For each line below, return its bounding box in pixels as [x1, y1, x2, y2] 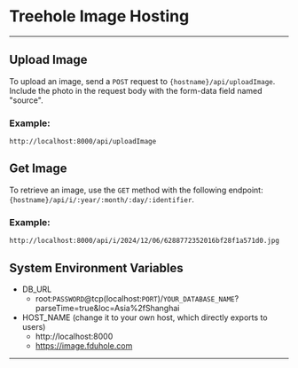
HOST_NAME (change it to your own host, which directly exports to [21, 312, 268, 323]
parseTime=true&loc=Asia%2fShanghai [35, 302, 180, 313]
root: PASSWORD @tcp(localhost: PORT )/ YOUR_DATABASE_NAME [35, 293, 235, 303]
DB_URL [21, 284, 52, 294]
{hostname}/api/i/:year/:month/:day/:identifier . [9, 193, 195, 205]
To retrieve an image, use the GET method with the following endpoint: [9, 184, 263, 195]
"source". [9, 95, 43, 106]
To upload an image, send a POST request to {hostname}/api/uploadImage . [9, 75, 276, 86]
